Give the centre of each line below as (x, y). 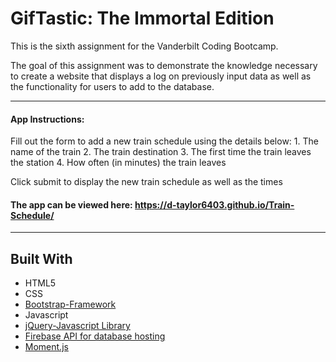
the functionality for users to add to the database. (112, 86)
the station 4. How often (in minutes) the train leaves (118, 163)
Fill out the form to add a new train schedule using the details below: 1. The (164, 141)
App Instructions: (47, 119)
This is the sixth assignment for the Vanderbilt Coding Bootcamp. (144, 46)
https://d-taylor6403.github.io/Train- (214, 204)
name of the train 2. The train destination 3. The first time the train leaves (161, 152)
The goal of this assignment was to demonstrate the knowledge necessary (164, 65)
